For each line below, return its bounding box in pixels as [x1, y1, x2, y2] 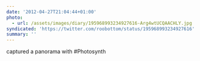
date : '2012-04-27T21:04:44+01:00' [6, 8, 97, 15]
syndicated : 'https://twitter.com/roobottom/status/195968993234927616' [6, 25, 195, 32]
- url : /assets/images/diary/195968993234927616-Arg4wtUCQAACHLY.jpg [12, 20, 192, 26]
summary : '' [6, 31, 37, 37]
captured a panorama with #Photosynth [6, 48, 106, 55]
